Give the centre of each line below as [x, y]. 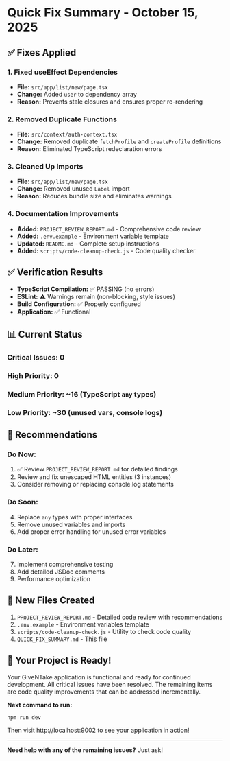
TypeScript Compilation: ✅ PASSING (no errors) [86, 289]
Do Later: [23, 549]
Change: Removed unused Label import [73, 189]
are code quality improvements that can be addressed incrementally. [104, 692]
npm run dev [24, 717]
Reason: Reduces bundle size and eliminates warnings [94, 196]
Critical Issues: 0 [36, 357]
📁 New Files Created [51, 601]
